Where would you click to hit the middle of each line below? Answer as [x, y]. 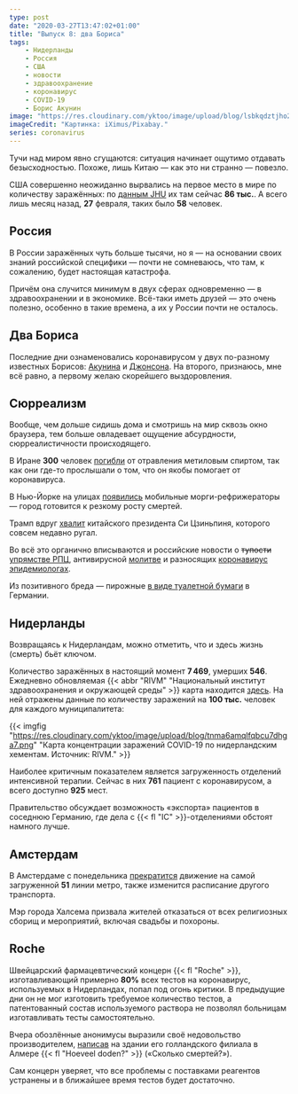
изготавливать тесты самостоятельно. [82, 1017]
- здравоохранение [59, 83]
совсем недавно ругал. [53, 533]
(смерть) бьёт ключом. [53, 654]
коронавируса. [37, 480]
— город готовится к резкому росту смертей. [96, 506]
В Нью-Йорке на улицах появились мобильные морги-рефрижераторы [145, 496]
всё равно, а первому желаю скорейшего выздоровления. [121, 375]
